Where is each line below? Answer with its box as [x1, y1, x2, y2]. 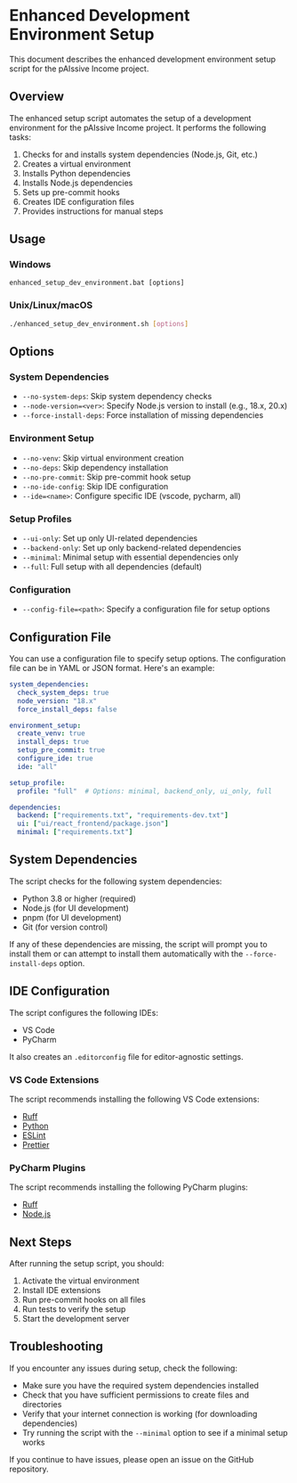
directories [21, 1398, 62, 1409]
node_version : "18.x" [17, 696, 98, 705]
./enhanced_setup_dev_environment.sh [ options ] [9, 319, 189, 328]
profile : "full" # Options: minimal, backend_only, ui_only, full [17, 786, 273, 796]
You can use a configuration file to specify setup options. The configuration [9, 653, 286, 664]
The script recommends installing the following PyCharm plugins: [9, 1182, 249, 1192]
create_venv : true [17, 729, 86, 738]
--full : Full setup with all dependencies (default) [21, 561, 203, 571]
